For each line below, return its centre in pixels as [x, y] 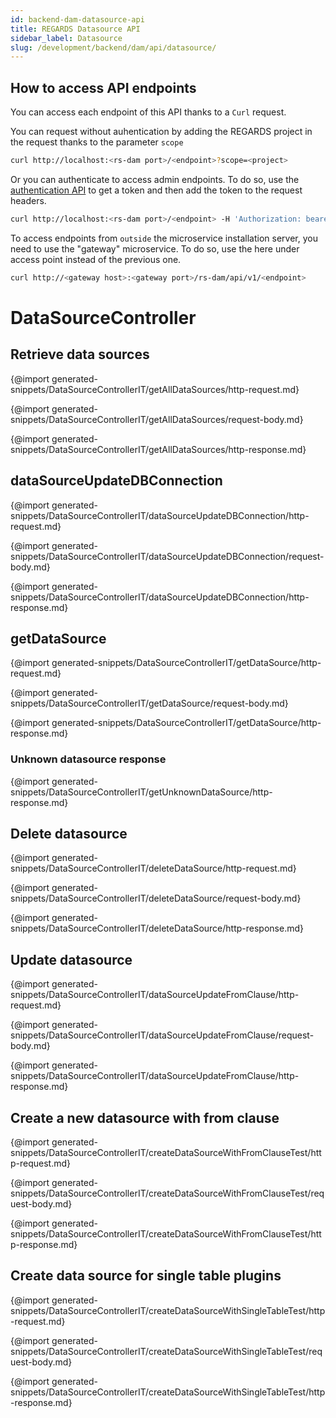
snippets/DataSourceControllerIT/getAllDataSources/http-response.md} [158, 449]
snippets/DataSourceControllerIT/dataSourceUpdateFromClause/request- [162, 1035]
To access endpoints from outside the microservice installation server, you [164, 238]
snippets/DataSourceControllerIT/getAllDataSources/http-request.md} [155, 389]
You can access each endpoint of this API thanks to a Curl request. [148, 112]
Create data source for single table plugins [146, 1276]
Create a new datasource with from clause [145, 1117]
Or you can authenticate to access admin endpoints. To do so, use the [155, 179]
